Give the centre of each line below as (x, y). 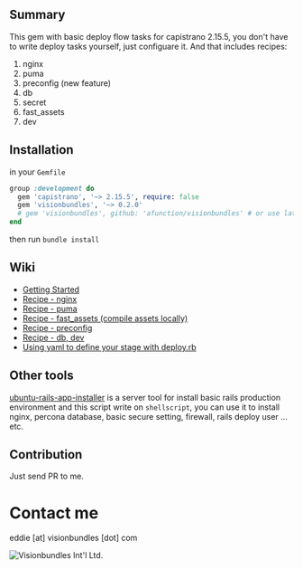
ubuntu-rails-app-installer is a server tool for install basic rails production (145, 397)
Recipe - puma (50, 308)
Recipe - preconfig (57, 327)
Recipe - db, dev (53, 337)
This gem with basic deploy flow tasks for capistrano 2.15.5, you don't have (149, 36)
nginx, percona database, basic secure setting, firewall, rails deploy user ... (149, 416)
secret (34, 102)
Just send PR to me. (46, 476)
